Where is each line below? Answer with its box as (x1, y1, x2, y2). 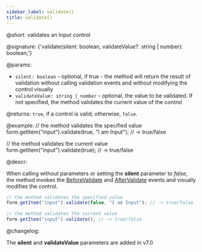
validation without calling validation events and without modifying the (15, 79, 187, 86)
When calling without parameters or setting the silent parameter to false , (6, 170, 188, 177)
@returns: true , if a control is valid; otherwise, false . (6, 110, 138, 117)
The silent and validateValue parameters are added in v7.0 (6, 239, 153, 246)
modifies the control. (6, 183, 58, 190)
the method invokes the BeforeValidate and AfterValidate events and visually (6, 176, 197, 183)
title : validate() (6, 15, 53, 21)
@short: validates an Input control (6, 31, 91, 38)
